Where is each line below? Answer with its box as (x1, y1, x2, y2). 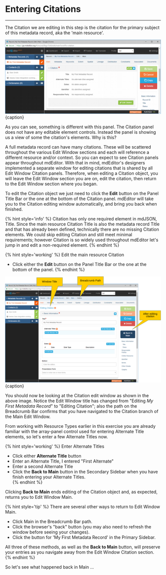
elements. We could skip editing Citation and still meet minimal (5, 232, 132, 238)
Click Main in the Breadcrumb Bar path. (12, 519, 93, 524)
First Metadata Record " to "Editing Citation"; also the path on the (5, 403, 137, 409)
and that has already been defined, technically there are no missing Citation (5, 226, 159, 232)
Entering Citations (5, 3, 82, 15)
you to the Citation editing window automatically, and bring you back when (5, 201, 157, 207)
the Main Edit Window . (5, 414, 51, 419)
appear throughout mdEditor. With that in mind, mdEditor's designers (5, 160, 145, 166)
